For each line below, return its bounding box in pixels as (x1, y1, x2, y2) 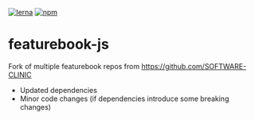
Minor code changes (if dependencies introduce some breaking (19, 94, 229, 103)
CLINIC (8, 70, 32, 79)
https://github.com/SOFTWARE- (141, 61, 247, 71)
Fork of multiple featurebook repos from (8, 61, 140, 71)
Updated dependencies (19, 85, 98, 95)
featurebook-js (8, 36, 109, 53)
